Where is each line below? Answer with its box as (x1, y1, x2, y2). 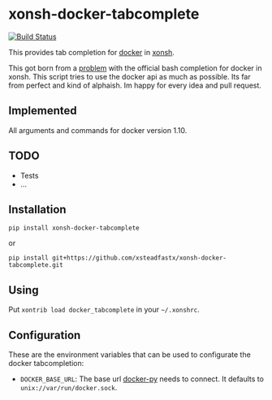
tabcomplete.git (8, 261, 63, 269)
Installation (8, 202, 67, 216)
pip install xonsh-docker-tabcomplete (8, 224, 140, 232)
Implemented (8, 104, 77, 118)
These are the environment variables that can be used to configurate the (8, 350, 252, 359)
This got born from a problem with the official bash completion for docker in (8, 62, 262, 73)
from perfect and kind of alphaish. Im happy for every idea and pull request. (8, 80, 262, 90)
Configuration (8, 328, 81, 342)
